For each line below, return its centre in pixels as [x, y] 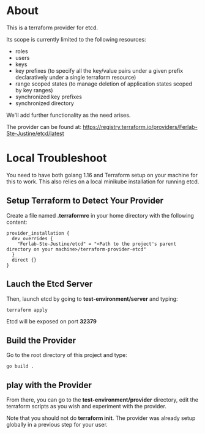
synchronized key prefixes [49, 97]
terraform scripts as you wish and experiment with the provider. [87, 406]
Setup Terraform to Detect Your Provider [85, 201]
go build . [20, 366]
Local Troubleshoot [57, 158]
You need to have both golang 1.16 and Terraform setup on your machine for [102, 175]
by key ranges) [34, 90]
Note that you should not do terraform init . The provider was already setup [101, 418]
